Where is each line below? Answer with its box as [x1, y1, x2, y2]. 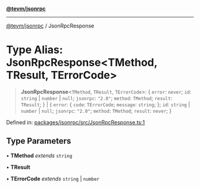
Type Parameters [6, 136, 71, 146]
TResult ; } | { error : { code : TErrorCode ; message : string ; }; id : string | [20, 101, 190, 108]
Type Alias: [6, 43, 64, 57]
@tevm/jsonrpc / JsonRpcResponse [6, 22, 95, 29]
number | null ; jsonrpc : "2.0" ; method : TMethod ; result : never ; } [20, 107, 172, 114]
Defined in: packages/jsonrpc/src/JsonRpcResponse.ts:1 [6, 119, 145, 126]
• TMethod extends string [6, 152, 73, 159]
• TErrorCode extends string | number [6, 175, 99, 182]
